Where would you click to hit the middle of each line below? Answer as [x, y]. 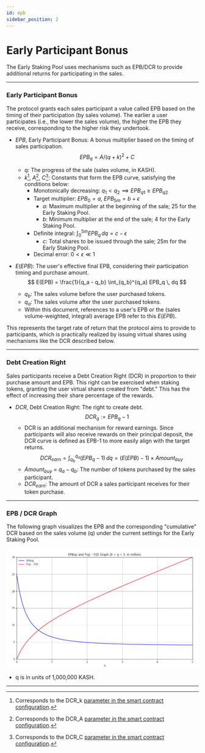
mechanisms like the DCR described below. [61, 341]
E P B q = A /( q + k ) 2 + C [107, 157]
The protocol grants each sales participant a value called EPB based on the [101, 108]
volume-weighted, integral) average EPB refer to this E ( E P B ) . [100, 316]
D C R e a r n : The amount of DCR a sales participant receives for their [107, 485]
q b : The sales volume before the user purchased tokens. [95, 294]
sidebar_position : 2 [33, 19]
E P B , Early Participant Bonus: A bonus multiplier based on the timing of [104, 140]
